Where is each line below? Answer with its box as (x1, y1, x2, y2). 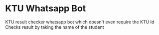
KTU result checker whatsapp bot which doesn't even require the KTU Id (5, 19, 155, 25)
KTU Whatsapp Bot (5, 3, 86, 14)
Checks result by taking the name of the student (5, 24, 104, 30)
